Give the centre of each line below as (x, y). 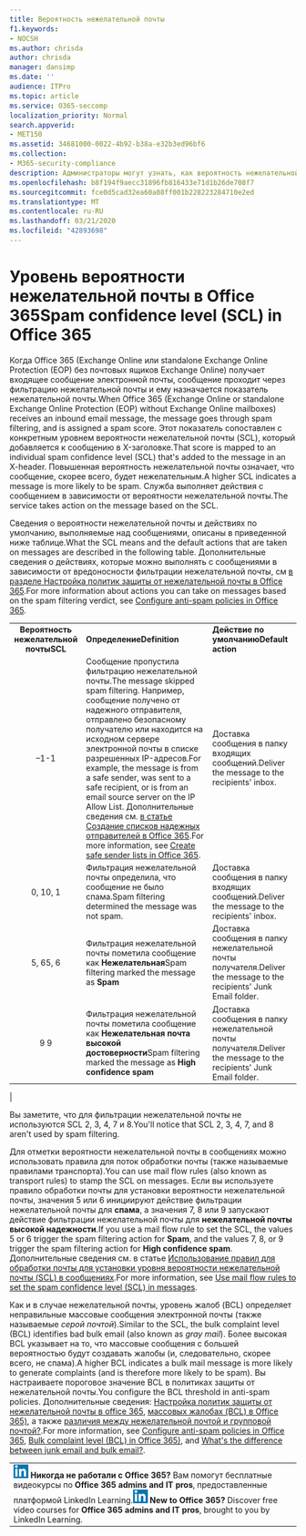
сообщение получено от (133, 700)
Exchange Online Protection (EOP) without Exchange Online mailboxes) (143, 408)
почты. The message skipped (140, 681)
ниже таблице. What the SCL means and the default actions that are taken (148, 542)
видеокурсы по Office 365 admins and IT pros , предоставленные (140, 1484)
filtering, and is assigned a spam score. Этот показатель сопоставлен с (146, 427)
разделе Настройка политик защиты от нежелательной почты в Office (146, 581)
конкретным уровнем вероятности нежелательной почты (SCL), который (153, 437)
